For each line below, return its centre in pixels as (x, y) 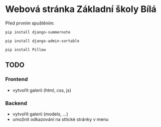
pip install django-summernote (38, 32)
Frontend (17, 79)
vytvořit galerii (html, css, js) (42, 90)
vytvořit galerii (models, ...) (40, 114)
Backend (16, 103)
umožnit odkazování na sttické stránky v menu (60, 119)
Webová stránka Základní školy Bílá (81, 9)
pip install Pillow (26, 49)
